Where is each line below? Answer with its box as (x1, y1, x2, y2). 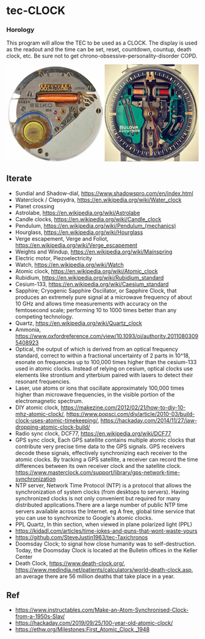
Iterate (6, 173, 32, 184)
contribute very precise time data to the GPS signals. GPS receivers (15, 442, 185, 450)
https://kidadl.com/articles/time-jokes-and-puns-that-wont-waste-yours (15, 527, 198, 535)
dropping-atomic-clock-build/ (15, 423, 90, 431)
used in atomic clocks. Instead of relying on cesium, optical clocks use (15, 365, 193, 372)
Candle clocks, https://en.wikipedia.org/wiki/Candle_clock (15, 215, 162, 223)
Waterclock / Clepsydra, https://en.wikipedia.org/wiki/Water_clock (15, 196, 182, 203)
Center (15, 553, 33, 560)
